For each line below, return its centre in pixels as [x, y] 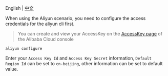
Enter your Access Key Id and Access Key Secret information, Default [79, 58]
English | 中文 [20, 8]
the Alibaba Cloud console [46, 39]
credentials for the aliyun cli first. [40, 24]
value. [12, 69]
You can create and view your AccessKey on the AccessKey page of [90, 34]
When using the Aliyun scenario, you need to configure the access [76, 18]
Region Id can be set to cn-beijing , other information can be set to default [84, 63]
